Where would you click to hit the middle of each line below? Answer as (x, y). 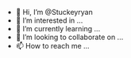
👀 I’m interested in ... (49, 20)
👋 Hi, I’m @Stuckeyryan (54, 12)
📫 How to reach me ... (52, 46)
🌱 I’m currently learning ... (58, 29)
